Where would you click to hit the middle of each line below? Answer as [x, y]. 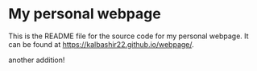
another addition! [37, 60]
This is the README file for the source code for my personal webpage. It [128, 36]
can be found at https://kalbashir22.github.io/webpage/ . [102, 44]
